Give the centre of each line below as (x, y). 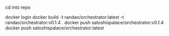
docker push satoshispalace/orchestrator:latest (55, 28)
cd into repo (18, 7)
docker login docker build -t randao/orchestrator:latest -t (65, 17)
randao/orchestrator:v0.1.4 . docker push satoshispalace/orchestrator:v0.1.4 (84, 23)
